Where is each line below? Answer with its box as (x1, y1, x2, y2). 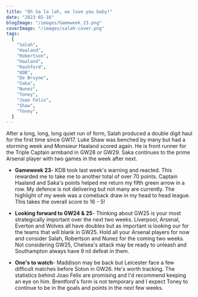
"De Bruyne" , (17, 75, 49, 81)
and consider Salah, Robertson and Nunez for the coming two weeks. (14, 235, 185, 242)
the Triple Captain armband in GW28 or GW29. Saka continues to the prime (6, 149, 190, 156)
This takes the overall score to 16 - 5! (14, 198, 106, 206)
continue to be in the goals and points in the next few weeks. (14, 285, 164, 292)
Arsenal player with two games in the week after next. (6, 155, 138, 162)
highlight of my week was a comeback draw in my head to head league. (14, 192, 191, 199)
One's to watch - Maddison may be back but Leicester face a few (14, 259, 175, 266)
